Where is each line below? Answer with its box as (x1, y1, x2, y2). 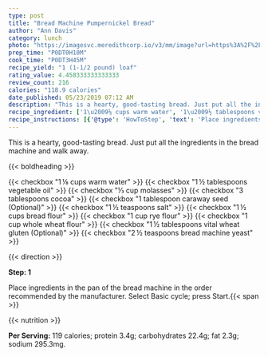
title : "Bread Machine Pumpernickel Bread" (8, 19, 156, 27)
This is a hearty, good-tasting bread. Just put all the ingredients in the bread (8, 137, 259, 147)
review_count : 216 (8, 78, 69, 86)
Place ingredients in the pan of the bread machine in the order (8, 283, 213, 292)
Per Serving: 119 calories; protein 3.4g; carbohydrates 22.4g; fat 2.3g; (8, 331, 239, 340)
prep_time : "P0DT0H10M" (8, 49, 88, 57)
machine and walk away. (8, 145, 89, 156)
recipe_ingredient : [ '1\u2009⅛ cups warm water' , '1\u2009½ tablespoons (8, 109, 255, 117)
